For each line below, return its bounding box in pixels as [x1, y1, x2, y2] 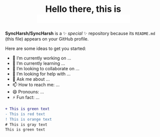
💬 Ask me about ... [12, 76, 50, 82]
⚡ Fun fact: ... [12, 94, 40, 100]
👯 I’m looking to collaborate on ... [12, 65, 80, 71]
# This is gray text [5, 122, 48, 127]
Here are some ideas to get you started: [5, 46, 87, 51]
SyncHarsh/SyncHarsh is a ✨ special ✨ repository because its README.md [5, 30, 156, 36]
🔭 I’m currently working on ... [12, 55, 71, 61]
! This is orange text [5, 117, 52, 122]
